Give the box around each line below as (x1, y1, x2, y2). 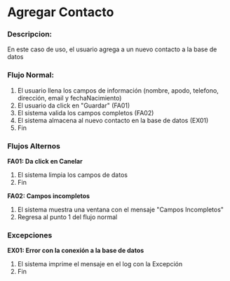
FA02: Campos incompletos (7, 192, 90, 200)
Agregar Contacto (7, 4, 114, 20)
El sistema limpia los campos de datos (17, 171, 128, 179)
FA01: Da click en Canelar (7, 157, 83, 166)
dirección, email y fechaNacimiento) (17, 93, 122, 102)
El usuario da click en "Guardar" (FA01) (17, 101, 130, 110)
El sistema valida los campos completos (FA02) (17, 108, 154, 117)
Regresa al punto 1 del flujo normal (17, 213, 118, 221)
